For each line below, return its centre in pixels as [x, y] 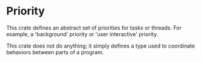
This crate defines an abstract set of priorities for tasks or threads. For [94, 28]
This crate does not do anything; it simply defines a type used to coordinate [101, 46]
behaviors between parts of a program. [55, 52]
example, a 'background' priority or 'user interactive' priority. [82, 34]
